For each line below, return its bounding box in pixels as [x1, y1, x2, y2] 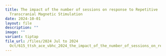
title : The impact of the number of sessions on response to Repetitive [5, 7, 158, 12]
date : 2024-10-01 [5, 16, 41, 21]
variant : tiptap [5, 35, 39, 39]
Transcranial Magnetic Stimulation [9, 12, 83, 17]
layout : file [5, 20, 32, 26]
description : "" [5, 25, 39, 30]
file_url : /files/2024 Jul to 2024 [5, 39, 79, 44]
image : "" [5, 30, 26, 35]
